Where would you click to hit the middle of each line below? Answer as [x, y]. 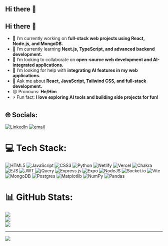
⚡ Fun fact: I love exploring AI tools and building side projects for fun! [85, 97]
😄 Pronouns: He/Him [34, 92]
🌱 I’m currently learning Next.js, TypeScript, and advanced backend [83, 49]
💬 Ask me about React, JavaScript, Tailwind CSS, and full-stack [79, 81]
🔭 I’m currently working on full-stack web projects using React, [78, 39]
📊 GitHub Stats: [39, 197]
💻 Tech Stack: [36, 148]
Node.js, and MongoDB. [38, 44]
